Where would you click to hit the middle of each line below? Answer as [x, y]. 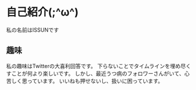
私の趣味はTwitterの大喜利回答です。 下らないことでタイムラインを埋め [94, 66]
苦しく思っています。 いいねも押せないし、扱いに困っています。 [85, 80]
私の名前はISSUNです [33, 30]
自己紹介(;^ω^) [42, 12]
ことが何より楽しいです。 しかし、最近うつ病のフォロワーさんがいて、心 [100, 73]
